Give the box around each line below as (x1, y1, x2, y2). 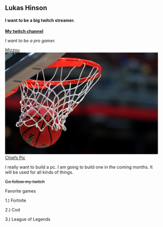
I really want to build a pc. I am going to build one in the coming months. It (5, 164, 153, 170)
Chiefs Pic (5, 155, 26, 161)
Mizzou (5, 47, 20, 53)
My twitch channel (5, 28, 44, 34)
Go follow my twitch (5, 179, 45, 185)
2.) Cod (5, 207, 20, 213)
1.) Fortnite (5, 197, 27, 203)
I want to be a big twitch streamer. (5, 17, 75, 23)
